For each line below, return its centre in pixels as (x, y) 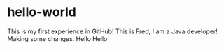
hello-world (42, 12)
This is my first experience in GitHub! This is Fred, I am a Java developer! (113, 31)
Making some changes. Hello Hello (57, 38)
